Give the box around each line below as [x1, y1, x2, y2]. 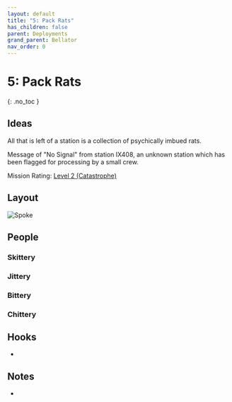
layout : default [7, 10, 55, 18]
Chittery [7, 309, 37, 319]
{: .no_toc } [7, 97, 40, 105]
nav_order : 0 [7, 43, 46, 50]
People [7, 231, 39, 243]
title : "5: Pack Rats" [7, 17, 74, 24]
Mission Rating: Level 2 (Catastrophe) [7, 171, 117, 180]
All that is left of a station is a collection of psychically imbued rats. [7, 136, 202, 145]
